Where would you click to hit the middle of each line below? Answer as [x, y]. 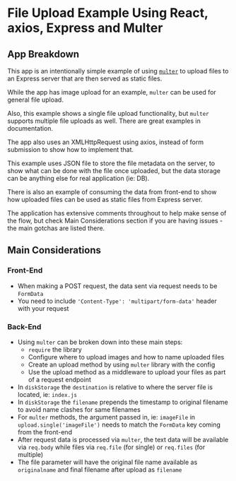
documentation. [30, 128]
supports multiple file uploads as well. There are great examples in [104, 121]
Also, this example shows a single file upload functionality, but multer [108, 113]
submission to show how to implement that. [71, 149]
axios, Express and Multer [85, 28]
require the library [55, 349]
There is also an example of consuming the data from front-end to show [112, 192]
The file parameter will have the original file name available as [107, 462]
